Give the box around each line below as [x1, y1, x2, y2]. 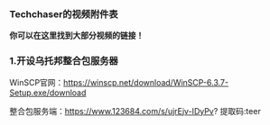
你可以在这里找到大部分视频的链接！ [9, 30, 144, 41]
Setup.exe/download [9, 87, 87, 98]
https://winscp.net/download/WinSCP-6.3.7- [62, 76, 228, 87]
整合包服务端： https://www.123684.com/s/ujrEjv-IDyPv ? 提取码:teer [9, 105, 262, 116]
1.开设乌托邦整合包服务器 [9, 55, 119, 67]
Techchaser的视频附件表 [9, 7, 119, 20]
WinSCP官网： [9, 76, 64, 87]
